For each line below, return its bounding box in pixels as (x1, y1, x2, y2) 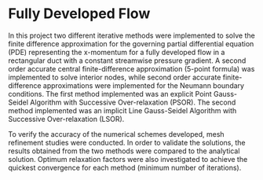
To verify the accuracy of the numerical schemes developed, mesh (8, 129, 225, 138)
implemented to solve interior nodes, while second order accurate (8, 72, 221, 82)
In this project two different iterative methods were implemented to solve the (8, 31, 255, 40)
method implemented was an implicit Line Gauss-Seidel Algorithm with (8, 105, 237, 115)
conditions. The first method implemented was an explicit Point (8, 89, 212, 98)
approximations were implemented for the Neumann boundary (42, 80, 245, 90)
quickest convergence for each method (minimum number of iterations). (8, 163, 242, 172)
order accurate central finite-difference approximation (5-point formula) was (8, 64, 255, 73)
